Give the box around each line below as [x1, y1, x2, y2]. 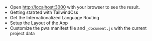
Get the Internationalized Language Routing [9, 15, 100, 20]
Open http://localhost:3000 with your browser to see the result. [9, 4, 141, 10]
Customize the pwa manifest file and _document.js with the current [9, 25, 147, 31]
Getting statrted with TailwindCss [9, 9, 78, 15]
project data [9, 31, 35, 36]
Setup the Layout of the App [9, 20, 68, 26]
